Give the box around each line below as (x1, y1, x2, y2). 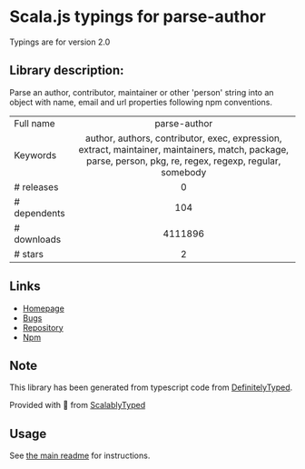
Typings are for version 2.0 (9, 36, 111, 47)
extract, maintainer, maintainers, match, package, (78, 143, 289, 155)
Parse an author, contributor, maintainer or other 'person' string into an (9, 86, 274, 97)
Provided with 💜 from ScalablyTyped (9, 400, 146, 411)
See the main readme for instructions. (9, 450, 151, 461)
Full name (14, 116, 56, 129)
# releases (14, 180, 59, 193)
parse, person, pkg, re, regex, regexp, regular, (85, 155, 281, 167)
